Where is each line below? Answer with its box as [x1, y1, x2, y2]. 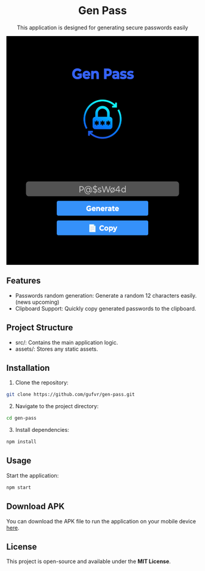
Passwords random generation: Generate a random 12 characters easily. [15, 292, 197, 299]
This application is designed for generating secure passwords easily [16, 24, 189, 31]
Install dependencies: [15, 426, 70, 434]
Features [6, 276, 41, 286]
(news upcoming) [15, 298, 60, 306]
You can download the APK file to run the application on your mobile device [6, 517, 196, 525]
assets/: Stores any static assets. [15, 345, 99, 353]
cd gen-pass [6, 415, 37, 422]
